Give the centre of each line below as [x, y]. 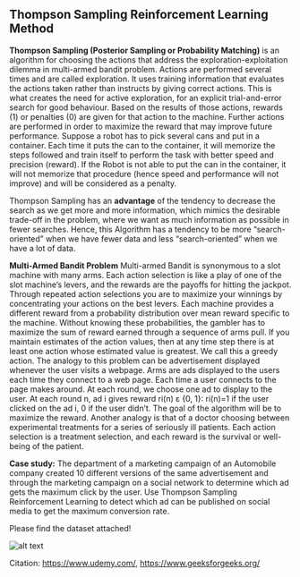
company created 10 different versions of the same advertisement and [139, 472]
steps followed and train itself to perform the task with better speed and [142, 155]
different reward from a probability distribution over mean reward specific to [150, 313]
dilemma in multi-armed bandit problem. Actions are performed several [140, 69]
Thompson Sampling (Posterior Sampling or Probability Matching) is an [145, 50]
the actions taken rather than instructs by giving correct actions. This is [141, 88]
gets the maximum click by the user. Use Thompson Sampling [123, 492]
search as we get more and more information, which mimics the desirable [145, 210]
